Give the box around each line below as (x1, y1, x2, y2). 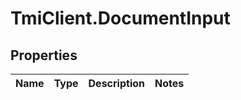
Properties (10, 47, 78, 64)
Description (88, 77, 145, 90)
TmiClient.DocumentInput (10, 7, 231, 30)
